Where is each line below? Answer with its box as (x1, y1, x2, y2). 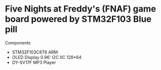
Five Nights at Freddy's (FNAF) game (5, 3, 156, 14)
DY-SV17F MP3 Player (12, 59, 56, 65)
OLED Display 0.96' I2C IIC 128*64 (12, 54, 82, 60)
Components (5, 40, 31, 45)
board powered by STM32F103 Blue (5, 14, 152, 25)
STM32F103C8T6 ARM (12, 49, 58, 55)
